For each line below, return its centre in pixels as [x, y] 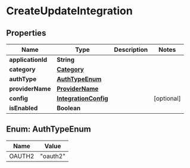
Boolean [68, 108]
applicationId [28, 60]
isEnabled [24, 108]
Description [131, 50]
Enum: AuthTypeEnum [49, 129]
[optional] [167, 98]
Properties [26, 33]
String [65, 60]
